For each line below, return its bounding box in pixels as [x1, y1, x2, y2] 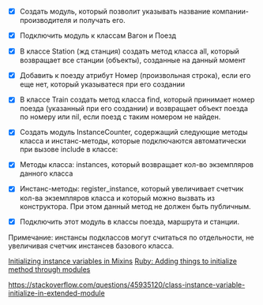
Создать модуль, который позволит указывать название [19, 7, 211, 16]
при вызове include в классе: [19, 145, 118, 154]
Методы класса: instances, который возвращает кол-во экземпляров [19, 160, 254, 169]
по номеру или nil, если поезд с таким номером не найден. [19, 112, 221, 121]
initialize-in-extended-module [8, 288, 105, 298]
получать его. [78, 16, 126, 25]
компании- [212, 7, 249, 16]
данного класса [19, 169, 73, 178]
